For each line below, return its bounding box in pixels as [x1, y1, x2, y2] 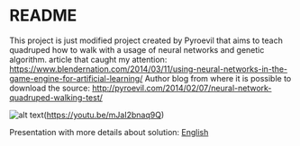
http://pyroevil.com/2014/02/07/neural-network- [91, 82, 272, 93]
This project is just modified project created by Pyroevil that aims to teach [9, 35, 284, 46]
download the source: [9, 82, 90, 93]
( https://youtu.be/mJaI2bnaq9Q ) [43, 109, 165, 120]
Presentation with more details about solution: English [9, 126, 209, 137]
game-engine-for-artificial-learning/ [9, 73, 143, 83]
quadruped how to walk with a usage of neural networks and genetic [9, 44, 265, 55]
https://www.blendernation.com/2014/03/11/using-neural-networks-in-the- [9, 64, 288, 74]
